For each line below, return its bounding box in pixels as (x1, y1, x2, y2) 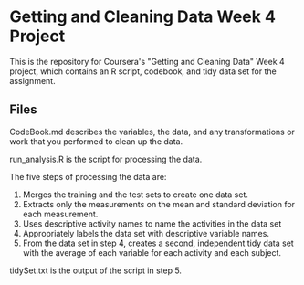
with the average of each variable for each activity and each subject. (22, 247, 281, 258)
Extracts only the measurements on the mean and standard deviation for (22, 198, 295, 209)
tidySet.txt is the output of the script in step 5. (9, 265, 183, 276)
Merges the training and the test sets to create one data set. (22, 189, 248, 200)
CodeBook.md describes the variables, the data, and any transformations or (9, 126, 295, 137)
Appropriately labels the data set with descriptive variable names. (22, 227, 269, 238)
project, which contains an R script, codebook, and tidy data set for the (9, 66, 277, 77)
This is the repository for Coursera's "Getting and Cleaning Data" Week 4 (9, 56, 285, 67)
